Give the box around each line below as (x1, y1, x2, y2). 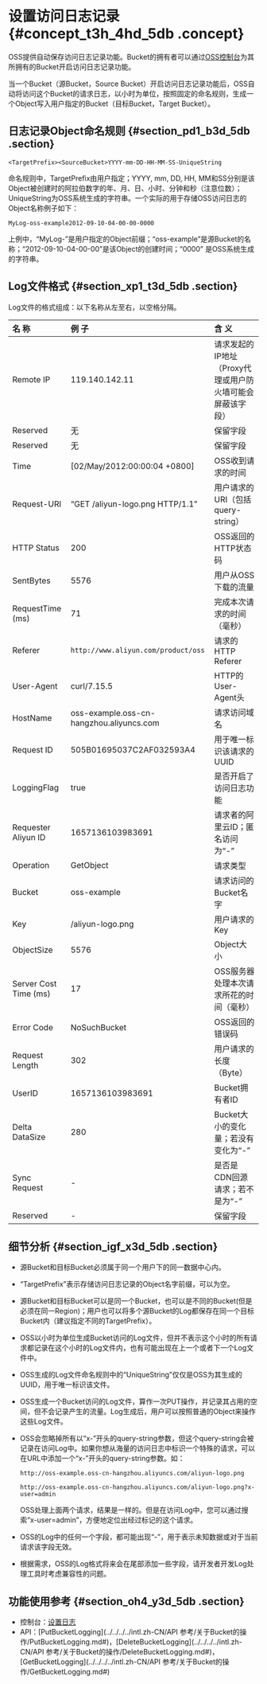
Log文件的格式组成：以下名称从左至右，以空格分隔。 (8, 302, 181, 311)
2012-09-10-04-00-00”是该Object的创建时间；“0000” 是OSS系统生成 (25, 244, 255, 253)
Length (12, 1060, 39, 1071)
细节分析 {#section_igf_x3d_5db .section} (8, 1240, 219, 1253)
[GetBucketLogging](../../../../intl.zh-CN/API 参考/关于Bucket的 (19, 1657, 222, 1666)
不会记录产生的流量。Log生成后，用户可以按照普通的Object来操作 (41, 1407, 257, 1416)
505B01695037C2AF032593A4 (70, 744, 196, 755)
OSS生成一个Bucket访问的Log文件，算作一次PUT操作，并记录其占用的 (19, 1397, 251, 1406)
